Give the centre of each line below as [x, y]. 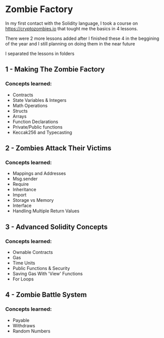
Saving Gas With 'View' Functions [48, 274]
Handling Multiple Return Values [46, 211]
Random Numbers [31, 331]
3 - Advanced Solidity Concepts [57, 227]
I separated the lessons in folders [40, 53]
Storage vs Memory [33, 200]
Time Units [24, 263]
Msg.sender [25, 179]
